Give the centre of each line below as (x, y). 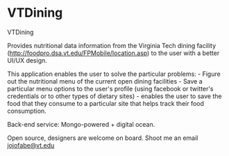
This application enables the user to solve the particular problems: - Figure (114, 74)
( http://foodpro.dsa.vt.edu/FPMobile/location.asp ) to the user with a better (113, 53)
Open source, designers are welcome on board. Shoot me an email (103, 138)
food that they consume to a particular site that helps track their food (106, 103)
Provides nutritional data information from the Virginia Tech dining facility (112, 45)
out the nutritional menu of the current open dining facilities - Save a (105, 81)
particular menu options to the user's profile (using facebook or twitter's (110, 88)
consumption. (27, 111)
